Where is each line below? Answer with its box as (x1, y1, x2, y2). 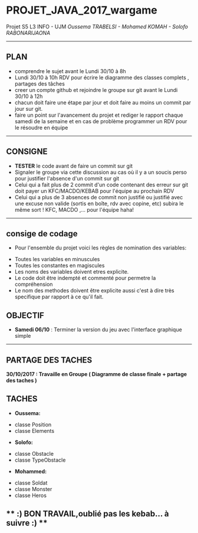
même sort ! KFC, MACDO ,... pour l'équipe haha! (14, 206, 134, 213)
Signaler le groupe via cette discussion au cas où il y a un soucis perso (14, 169, 187, 176)
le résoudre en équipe (14, 124, 68, 131)
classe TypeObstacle (14, 456, 66, 463)
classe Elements (14, 427, 55, 434)
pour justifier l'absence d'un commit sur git (14, 175, 120, 182)
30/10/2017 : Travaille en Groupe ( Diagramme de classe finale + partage (6, 371, 187, 377)
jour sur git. (14, 105, 43, 112)
